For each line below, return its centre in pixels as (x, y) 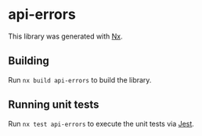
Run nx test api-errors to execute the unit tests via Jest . (101, 123)
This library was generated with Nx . (65, 36)
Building (29, 61)
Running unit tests (54, 105)
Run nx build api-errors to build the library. (80, 79)
